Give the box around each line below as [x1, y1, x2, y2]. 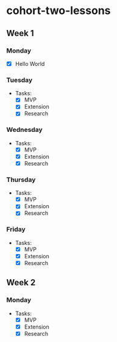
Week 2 [6, 277, 36, 288]
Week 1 [6, 28, 34, 38]
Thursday [6, 175, 36, 184]
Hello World [15, 60, 45, 67]
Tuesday [6, 76, 33, 84]
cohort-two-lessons [6, 4, 111, 18]
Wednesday [6, 126, 43, 134]
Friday [6, 225, 26, 234]
